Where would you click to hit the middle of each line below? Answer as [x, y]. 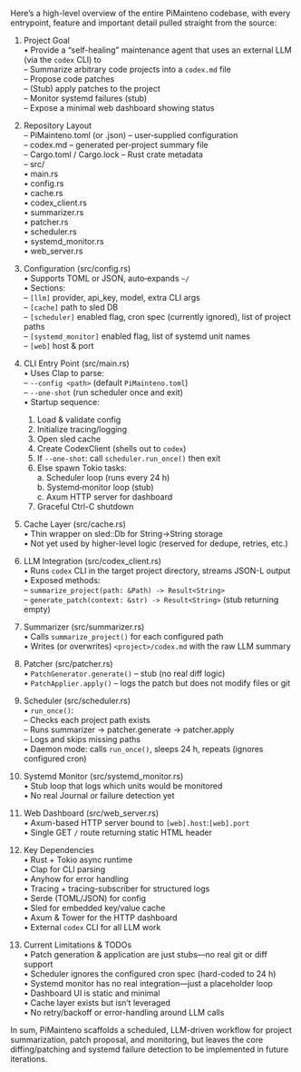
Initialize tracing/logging [82, 429]
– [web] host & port [58, 346]
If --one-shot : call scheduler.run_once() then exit [129, 458]
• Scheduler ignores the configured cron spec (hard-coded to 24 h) [150, 974]
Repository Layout [58, 125]
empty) [37, 609]
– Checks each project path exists [87, 720]
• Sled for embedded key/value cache [94, 908]
